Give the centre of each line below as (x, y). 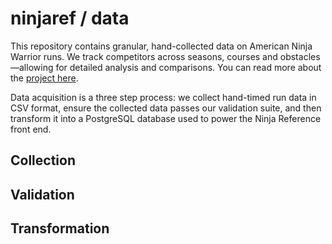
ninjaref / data (70, 18)
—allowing (32, 67)
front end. (31, 129)
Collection (43, 160)
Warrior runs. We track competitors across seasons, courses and (144, 56)
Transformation (60, 228)
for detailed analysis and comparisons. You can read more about (188, 67)
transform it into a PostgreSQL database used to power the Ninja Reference (166, 118)
